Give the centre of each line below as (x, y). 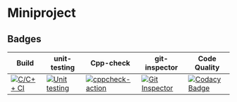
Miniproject (42, 13)
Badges (24, 39)
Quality (207, 67)
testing (63, 67)
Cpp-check (110, 63)
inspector (162, 67)
